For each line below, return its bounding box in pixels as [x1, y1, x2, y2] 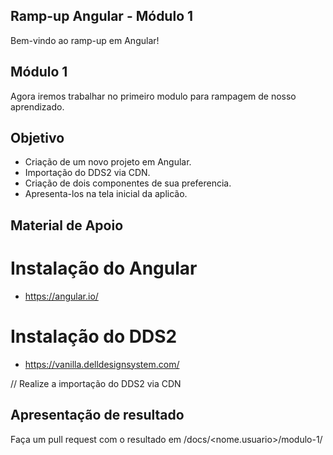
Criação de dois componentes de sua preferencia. [24, 177, 232, 189]
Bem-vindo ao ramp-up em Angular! [10, 34, 160, 46]
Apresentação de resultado [10, 407, 185, 424]
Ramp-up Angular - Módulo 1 [10, 8, 194, 25]
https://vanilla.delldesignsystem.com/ [24, 358, 180, 370]
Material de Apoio [10, 217, 124, 234]
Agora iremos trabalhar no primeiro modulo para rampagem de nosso [10, 90, 297, 102]
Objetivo [10, 130, 65, 147]
